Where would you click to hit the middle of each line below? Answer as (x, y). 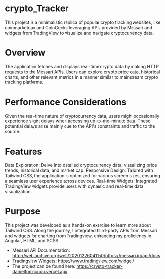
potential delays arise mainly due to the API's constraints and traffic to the (80, 126)
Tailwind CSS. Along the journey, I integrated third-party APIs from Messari (81, 230)
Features (24, 152)
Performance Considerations (66, 102)
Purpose (23, 211)
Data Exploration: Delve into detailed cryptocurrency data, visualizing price (81, 165)
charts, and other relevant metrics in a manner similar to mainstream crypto (82, 77)
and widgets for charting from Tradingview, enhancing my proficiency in (78, 236)
